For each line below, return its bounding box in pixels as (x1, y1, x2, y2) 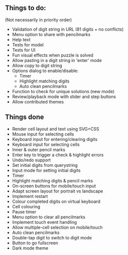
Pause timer (12, 209, 37, 215)
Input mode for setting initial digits (12, 167, 81, 173)
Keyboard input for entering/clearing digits (12, 136, 98, 142)
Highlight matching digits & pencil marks (12, 177, 93, 183)
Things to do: (5, 4, 46, 12)
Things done (5, 113, 44, 121)
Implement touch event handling (12, 219, 77, 225)
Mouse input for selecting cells (12, 131, 74, 137)
